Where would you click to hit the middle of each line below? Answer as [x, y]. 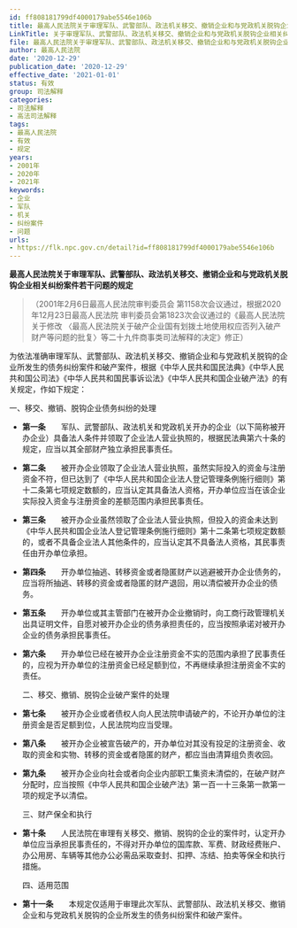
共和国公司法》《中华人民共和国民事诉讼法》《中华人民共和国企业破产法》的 [145, 378]
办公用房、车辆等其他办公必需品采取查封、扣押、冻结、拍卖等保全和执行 [153, 855]
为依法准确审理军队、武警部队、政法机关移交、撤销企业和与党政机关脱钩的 [145, 356]
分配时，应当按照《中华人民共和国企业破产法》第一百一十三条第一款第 [150, 785]
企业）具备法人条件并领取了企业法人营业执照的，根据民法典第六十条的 [157, 438]
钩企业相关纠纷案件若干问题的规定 [71, 285]
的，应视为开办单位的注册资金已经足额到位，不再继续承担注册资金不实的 [153, 665]
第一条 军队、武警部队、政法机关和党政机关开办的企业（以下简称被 [150, 427]
